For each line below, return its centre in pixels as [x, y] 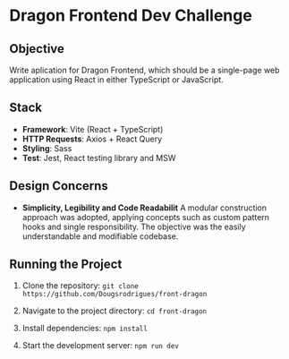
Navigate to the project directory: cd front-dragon [115, 311]
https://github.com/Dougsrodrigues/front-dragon [115, 295]
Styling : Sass [47, 148]
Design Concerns [59, 186]
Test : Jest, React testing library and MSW [99, 158]
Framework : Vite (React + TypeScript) [93, 129]
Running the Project [66, 265]
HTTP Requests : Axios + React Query [92, 139]
